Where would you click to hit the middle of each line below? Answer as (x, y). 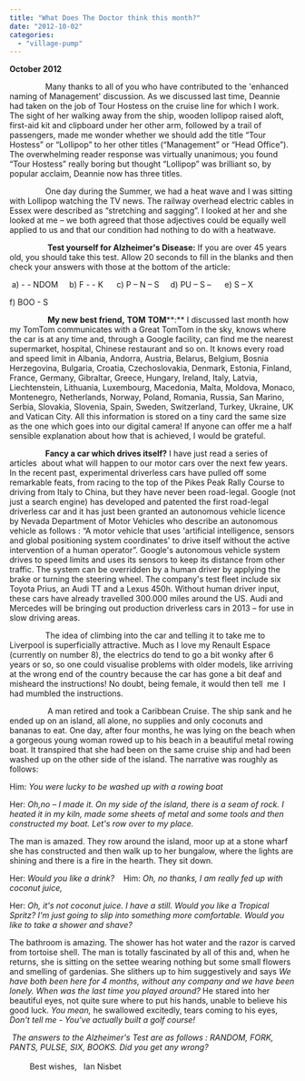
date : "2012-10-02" (46, 26)
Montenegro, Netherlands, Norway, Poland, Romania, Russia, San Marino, (147, 398)
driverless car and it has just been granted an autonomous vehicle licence (148, 511)
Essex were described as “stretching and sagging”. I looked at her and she (148, 211)
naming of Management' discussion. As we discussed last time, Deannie (145, 96)
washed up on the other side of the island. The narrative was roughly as (144, 760)
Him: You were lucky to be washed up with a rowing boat (116, 787)
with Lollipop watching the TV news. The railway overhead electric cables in (152, 201)
